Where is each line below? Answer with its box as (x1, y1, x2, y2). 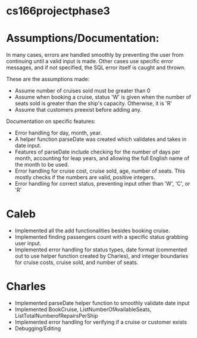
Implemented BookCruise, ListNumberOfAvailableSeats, (14, 306, 152, 313)
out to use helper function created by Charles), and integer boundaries (14, 253, 189, 260)
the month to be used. (14, 161, 70, 168)
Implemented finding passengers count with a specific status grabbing (14, 233, 189, 241)
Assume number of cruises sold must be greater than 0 (14, 87, 151, 94)
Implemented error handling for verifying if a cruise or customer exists (14, 318, 187, 325)
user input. (14, 240, 42, 247)
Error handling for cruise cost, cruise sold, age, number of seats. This (14, 167, 186, 174)
